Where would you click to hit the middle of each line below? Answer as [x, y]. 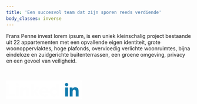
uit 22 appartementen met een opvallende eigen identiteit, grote [83, 42]
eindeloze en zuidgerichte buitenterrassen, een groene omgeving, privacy [96, 54]
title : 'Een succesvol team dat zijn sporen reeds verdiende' [84, 12]
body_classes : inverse [34, 18]
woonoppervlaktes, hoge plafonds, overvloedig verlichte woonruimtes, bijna [98, 48]
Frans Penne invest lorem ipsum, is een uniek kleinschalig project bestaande [98, 36]
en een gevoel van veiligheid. [41, 61]
